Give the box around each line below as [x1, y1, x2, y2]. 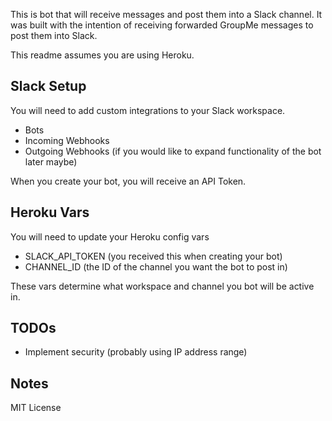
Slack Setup [10, 78, 87, 95]
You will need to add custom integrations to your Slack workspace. [10, 104, 286, 116]
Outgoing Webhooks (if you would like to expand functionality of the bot [24, 145, 322, 157]
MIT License [10, 402, 62, 414]
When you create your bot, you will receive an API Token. [10, 175, 247, 187]
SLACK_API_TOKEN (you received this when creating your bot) [24, 250, 283, 262]
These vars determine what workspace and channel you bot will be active [10, 280, 315, 292]
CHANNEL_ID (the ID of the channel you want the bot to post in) [24, 260, 288, 273]
